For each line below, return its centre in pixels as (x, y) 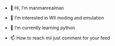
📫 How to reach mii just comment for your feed (60, 38)
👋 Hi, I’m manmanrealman (37, 8)
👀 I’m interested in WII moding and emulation (57, 18)
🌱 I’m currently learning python (42, 28)
